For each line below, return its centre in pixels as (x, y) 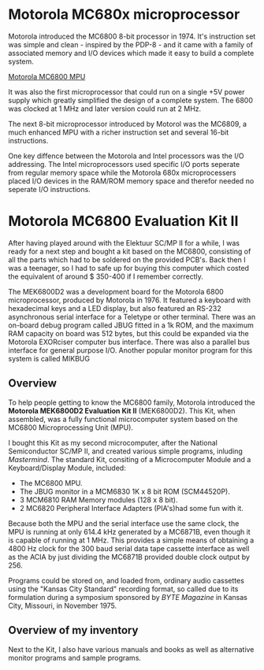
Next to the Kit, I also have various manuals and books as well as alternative (131, 649)
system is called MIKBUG (49, 358)
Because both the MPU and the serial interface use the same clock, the (124, 523)
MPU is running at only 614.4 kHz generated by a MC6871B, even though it (129, 531)
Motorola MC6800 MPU (47, 76)
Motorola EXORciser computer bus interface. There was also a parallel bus (129, 342)
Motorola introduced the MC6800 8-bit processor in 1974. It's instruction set (132, 36)
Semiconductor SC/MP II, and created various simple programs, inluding (125, 451)
